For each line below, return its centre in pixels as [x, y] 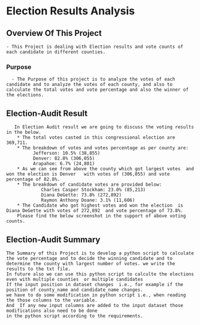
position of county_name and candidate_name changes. [75, 290]
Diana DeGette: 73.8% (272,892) [81, 195]
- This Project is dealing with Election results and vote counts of [95, 47]
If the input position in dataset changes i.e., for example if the [95, 284]
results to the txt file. [38, 269]
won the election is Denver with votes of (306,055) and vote [88, 174]
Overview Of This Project [54, 33]
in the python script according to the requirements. [75, 316]
